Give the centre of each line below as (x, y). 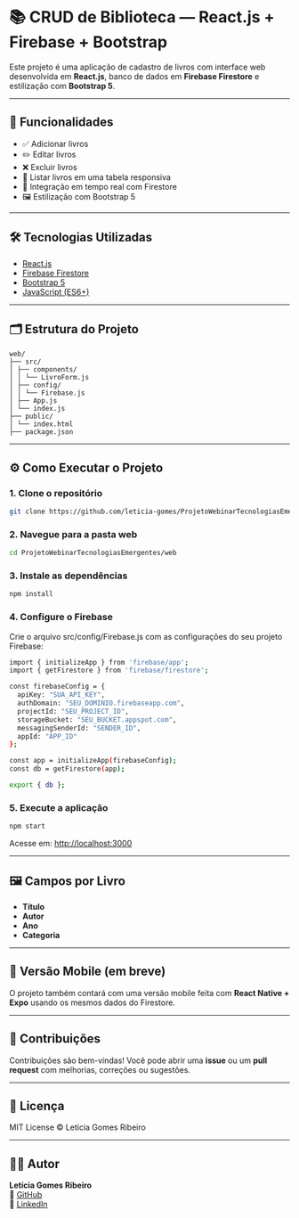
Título (33, 906)
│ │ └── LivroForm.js (49, 378)
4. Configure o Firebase (61, 617)
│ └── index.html (41, 424)
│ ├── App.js (33, 401)
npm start (28, 826)
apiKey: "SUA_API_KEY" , (61, 695)
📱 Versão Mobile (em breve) (88, 972)
